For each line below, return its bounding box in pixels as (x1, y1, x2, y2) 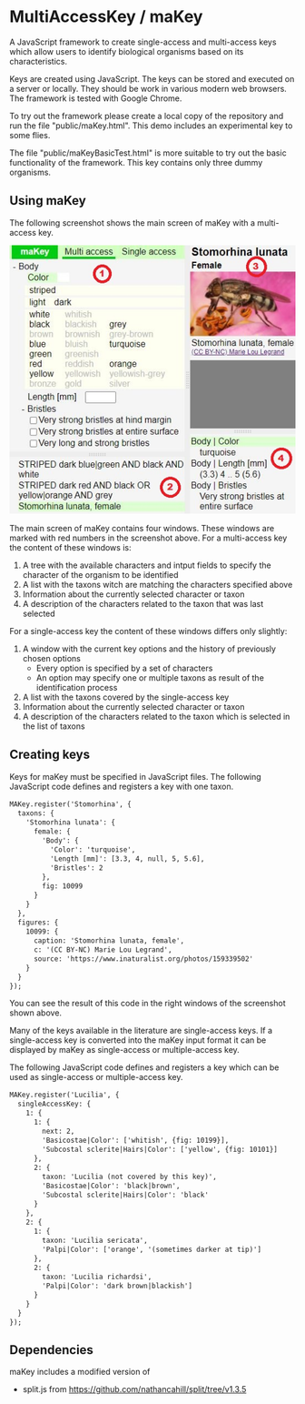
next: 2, (42, 1126, 75, 1136)
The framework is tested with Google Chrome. (9, 93, 182, 104)
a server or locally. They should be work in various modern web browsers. (9, 83, 288, 94)
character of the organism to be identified (22, 569, 179, 580)
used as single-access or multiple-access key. (9, 1071, 183, 1082)
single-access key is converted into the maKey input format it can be (9, 1035, 267, 1045)
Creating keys (9, 747, 91, 763)
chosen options (22, 652, 82, 663)
